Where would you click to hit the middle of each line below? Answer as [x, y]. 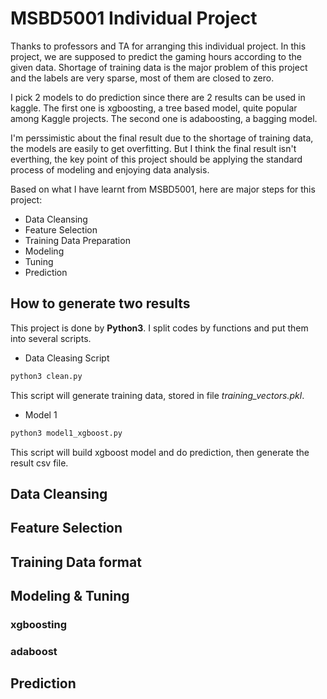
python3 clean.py [46, 376]
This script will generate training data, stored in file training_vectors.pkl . [157, 395]
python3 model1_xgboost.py [66, 433]
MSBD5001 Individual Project [134, 18]
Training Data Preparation [77, 240]
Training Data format [76, 562]
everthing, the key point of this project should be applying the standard [156, 159]
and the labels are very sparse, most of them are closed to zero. [142, 78]
